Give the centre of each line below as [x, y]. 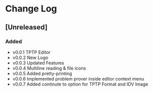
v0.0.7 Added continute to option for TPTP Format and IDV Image [80, 84]
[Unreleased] [27, 27]
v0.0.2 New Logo [30, 57]
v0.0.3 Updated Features [38, 62]
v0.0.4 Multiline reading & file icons [49, 68]
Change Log [31, 9]
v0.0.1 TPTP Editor [32, 52]
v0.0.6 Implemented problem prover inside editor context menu [78, 78]
